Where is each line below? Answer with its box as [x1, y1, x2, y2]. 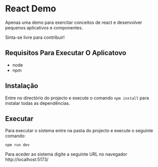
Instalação [5, 82, 39, 90]
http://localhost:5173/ [5, 157, 49, 163]
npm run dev [5, 143, 30, 148]
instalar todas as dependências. [5, 100, 70, 106]
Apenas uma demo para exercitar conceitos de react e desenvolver [5, 19, 143, 25]
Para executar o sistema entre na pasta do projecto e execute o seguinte [5, 128, 154, 134]
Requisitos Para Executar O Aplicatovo [5, 49, 126, 57]
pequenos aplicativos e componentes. [5, 24, 83, 30]
